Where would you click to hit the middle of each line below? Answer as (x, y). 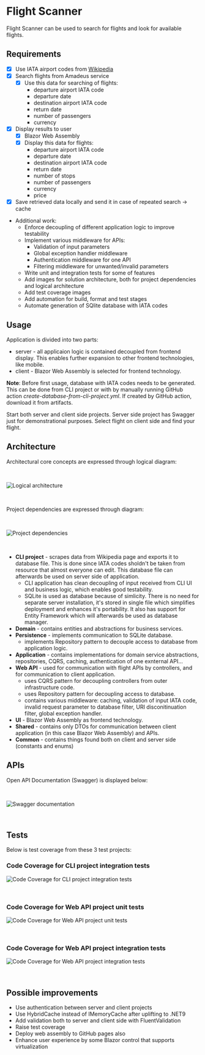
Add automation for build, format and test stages (86, 299)
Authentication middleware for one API (82, 260)
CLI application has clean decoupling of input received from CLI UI (108, 583)
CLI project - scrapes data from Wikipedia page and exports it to (97, 556)
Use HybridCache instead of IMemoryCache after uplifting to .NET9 (100, 1014)
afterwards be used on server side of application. (77, 576)
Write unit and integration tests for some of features (90, 273)
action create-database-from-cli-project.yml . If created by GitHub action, (99, 396)
